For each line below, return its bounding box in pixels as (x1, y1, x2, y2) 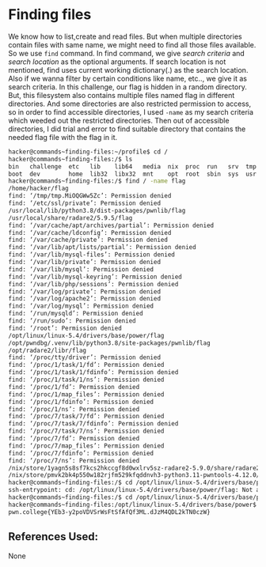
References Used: (8, 530, 99, 543)
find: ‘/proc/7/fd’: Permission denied (8, 435, 140, 443)
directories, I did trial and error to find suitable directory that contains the (8, 124, 246, 134)
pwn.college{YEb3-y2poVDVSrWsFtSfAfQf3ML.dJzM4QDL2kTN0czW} (8, 508, 211, 516)
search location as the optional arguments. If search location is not (8, 57, 226, 66)
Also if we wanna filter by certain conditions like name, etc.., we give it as (8, 74, 248, 83)
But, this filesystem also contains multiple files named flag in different (8, 90, 235, 100)
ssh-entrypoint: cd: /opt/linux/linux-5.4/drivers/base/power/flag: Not (8, 486, 253, 494)
